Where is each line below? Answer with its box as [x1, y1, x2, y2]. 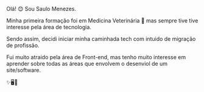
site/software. [6, 66, 41, 74]
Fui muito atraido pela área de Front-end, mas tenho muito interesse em [6, 54, 186, 60]
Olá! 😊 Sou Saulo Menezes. [6, 5, 77, 12]
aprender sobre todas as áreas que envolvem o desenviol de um [6, 60, 167, 67]
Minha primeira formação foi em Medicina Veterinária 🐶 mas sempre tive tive [6, 17, 199, 24]
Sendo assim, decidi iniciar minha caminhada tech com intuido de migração [6, 35, 196, 42]
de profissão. [6, 42, 40, 49]
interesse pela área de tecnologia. [6, 24, 91, 30]
